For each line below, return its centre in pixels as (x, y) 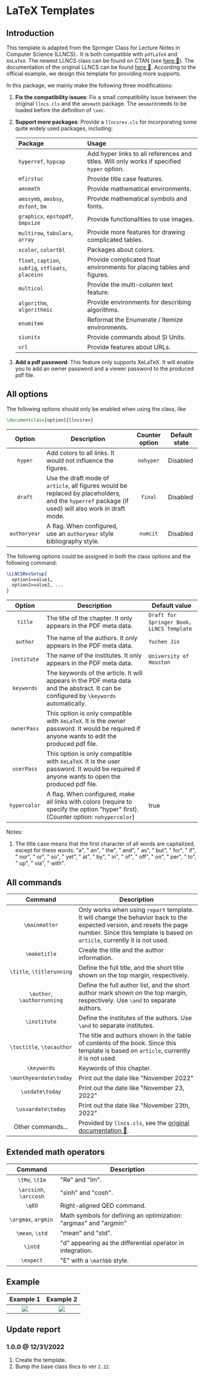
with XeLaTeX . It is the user (83, 761)
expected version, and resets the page (133, 925)
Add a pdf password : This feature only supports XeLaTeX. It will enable (104, 362)
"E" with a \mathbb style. (95, 1260)
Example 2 (62, 1299)
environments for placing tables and (138, 267)
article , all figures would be (87, 485)
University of (169, 656)
